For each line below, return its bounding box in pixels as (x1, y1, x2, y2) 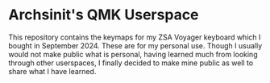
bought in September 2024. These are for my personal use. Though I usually (8, 40, 263, 50)
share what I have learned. (8, 66, 97, 76)
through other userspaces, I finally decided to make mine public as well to (8, 58, 254, 68)
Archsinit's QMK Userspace (8, 6, 199, 24)
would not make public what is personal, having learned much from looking (8, 49, 258, 59)
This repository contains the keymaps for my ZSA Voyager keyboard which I (8, 32, 261, 42)
